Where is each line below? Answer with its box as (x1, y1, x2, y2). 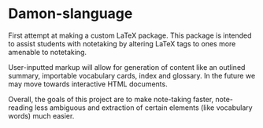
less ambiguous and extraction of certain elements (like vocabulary (34, 103, 254, 112)
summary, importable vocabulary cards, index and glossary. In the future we (8, 71, 256, 80)
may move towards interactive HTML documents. (8, 79, 168, 89)
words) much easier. (8, 111, 75, 120)
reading (8, 103, 34, 112)
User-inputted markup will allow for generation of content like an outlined (8, 62, 246, 71)
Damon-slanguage (8, 5, 133, 23)
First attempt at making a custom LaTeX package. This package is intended (8, 31, 252, 40)
